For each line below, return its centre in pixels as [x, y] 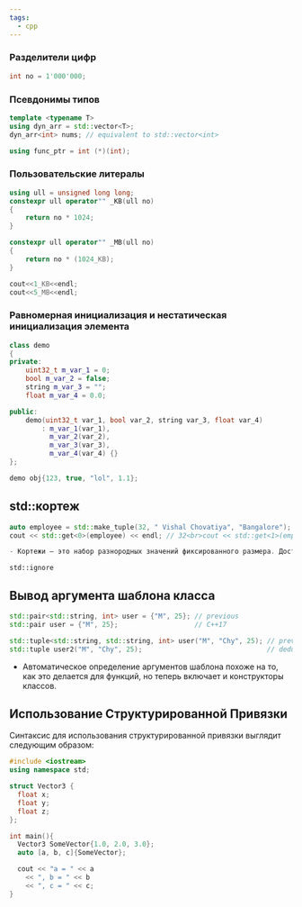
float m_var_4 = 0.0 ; [66, 395]
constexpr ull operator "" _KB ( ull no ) [82, 201]
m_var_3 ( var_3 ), [80, 445]
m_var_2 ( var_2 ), [80, 437]
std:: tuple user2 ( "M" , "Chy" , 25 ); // [142, 649]
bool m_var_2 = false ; [68, 379]
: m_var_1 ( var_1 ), [76, 429]
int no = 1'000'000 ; [48, 76]
